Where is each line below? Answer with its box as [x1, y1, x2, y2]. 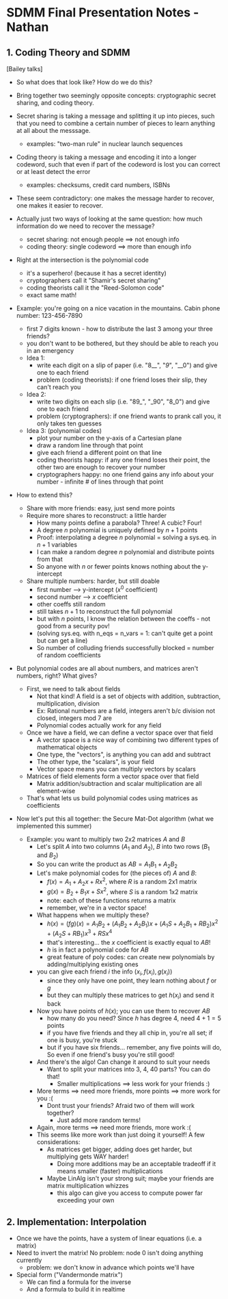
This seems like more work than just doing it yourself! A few [36, 1130, 205, 1139]
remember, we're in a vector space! [46, 903, 147, 912]
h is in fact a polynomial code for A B [46, 945, 149, 954]
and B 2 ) [36, 851, 59, 861]
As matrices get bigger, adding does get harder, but [46, 1146, 193, 1154]
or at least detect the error [16, 168, 91, 175]
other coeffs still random [36, 599, 106, 608]
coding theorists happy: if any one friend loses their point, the [36, 456, 211, 464]
